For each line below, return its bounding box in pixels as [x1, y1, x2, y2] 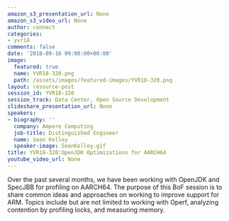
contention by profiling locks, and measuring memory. [7, 205, 165, 214]
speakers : [7, 109, 37, 117]
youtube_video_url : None [7, 156, 81, 163]
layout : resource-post [7, 83, 74, 90]
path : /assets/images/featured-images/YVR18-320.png [13, 76, 173, 84]
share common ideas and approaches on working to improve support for [7, 190, 220, 199]
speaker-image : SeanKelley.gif [13, 143, 106, 150]
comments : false [7, 43, 55, 50]
